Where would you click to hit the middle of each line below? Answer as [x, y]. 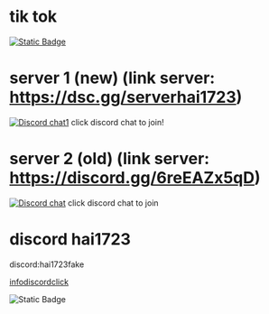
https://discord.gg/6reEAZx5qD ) [135, 178]
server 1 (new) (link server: [112, 78]
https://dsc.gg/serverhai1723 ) [126, 97]
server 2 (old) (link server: [110, 159]
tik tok [33, 17]
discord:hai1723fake [47, 264]
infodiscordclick [39, 282]
